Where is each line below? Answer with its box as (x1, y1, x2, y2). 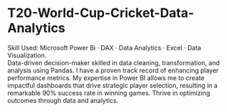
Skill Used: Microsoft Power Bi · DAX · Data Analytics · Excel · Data (7, 43, 201, 52)
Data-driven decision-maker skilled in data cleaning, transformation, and (7, 58, 221, 67)
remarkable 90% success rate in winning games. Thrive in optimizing (7, 89, 211, 97)
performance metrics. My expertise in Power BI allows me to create (7, 73, 205, 82)
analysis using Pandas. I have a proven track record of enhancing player (7, 66, 219, 74)
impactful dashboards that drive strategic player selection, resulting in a (7, 81, 218, 89)
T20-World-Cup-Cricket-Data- (7, 5, 194, 21)
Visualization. (7, 51, 47, 60)
